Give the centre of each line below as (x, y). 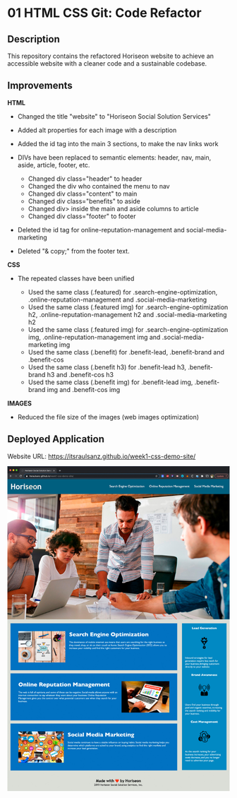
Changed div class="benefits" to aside (84, 201)
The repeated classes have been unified (76, 278)
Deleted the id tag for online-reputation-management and (101, 230)
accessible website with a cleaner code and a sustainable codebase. (107, 64)
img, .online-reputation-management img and (94, 337)
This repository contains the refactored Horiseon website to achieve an (110, 56)
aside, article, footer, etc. (54, 165)
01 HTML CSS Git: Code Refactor (105, 13)
